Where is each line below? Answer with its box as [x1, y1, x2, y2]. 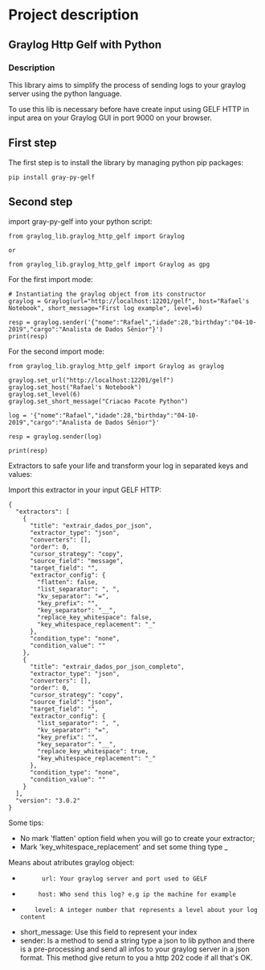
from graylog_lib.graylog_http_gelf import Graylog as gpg [8, 260, 210, 268]
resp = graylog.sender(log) [8, 433, 103, 441]
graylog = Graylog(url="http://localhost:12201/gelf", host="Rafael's [8, 296, 250, 305]
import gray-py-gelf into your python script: [8, 216, 153, 226]
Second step [8, 195, 73, 209]
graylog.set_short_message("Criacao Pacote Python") [8, 397, 189, 405]
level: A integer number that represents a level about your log [35, 906, 259, 914]
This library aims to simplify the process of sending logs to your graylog [8, 80, 247, 89]
